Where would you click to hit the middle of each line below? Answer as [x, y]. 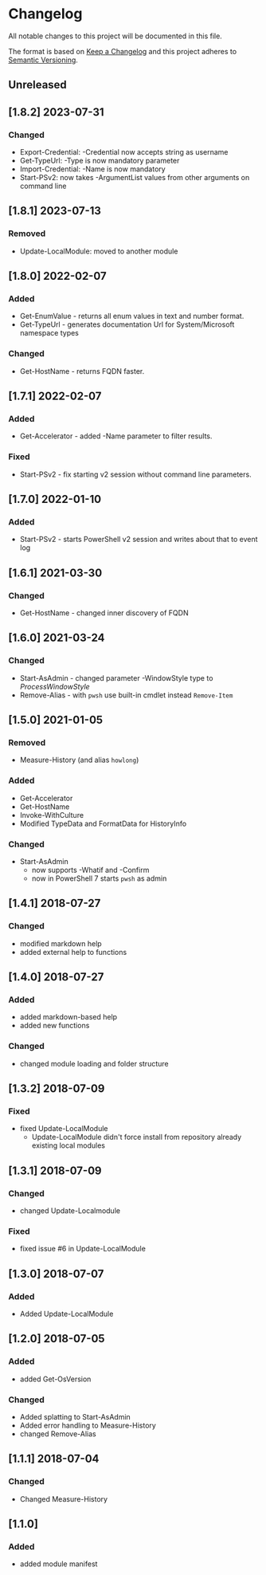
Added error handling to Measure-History [88, 1426]
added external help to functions [73, 952]
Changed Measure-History [64, 1498]
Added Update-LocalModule [66, 1314]
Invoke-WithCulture [52, 815]
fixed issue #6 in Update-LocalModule [82, 1249]
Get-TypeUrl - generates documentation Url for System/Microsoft [127, 324]
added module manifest [59, 1564]
